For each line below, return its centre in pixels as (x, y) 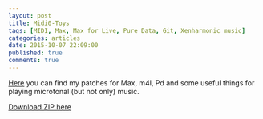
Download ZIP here (40, 107)
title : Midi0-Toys (39, 23)
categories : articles (45, 38)
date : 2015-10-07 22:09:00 (53, 46)
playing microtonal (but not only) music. (74, 91)
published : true (35, 53)
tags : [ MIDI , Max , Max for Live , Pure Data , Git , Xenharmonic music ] (127, 30)
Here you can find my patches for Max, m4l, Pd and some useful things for (131, 83)
